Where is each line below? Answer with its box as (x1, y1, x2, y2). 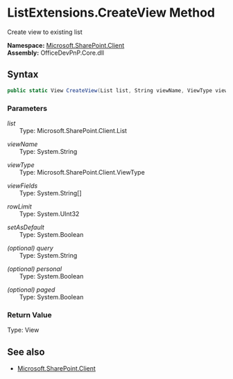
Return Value (7, 310, 52, 319)
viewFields (7, 182, 38, 190)
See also (7, 346, 45, 358)
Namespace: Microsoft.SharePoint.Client (7, 41, 125, 49)
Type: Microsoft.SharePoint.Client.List (19, 126, 127, 134)
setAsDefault (7, 223, 45, 231)
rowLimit (7, 202, 33, 211)
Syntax (7, 69, 39, 80)
